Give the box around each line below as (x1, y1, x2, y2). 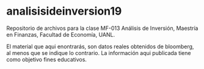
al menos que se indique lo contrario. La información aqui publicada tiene (6, 49, 191, 56)
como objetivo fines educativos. (6, 56, 87, 63)
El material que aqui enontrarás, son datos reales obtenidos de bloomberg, (6, 43, 194, 50)
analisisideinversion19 (6, 4, 122, 18)
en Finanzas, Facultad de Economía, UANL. (6, 31, 115, 38)
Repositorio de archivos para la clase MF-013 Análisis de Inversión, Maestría (6, 24, 199, 32)
